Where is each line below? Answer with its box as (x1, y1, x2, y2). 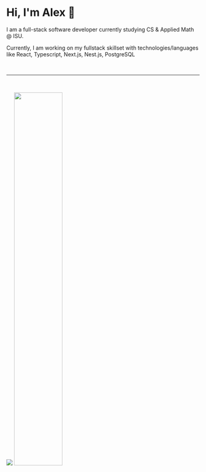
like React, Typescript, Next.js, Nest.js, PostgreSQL (6, 50, 135, 58)
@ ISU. (6, 32, 24, 39)
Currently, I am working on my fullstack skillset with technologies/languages (6, 44, 199, 51)
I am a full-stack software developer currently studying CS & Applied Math (6, 26, 194, 33)
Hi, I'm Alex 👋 (6, 6, 75, 20)
